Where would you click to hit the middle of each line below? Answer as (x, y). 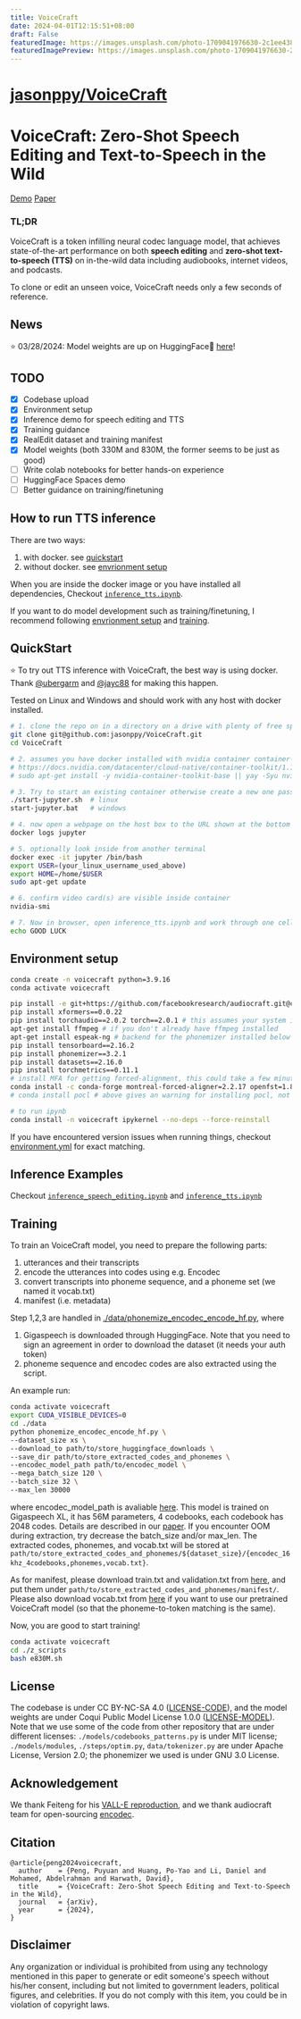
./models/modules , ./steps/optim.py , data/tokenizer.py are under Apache (147, 1746)
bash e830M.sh (37, 1658)
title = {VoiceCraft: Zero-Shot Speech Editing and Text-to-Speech (155, 1886)
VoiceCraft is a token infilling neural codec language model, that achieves (145, 241)
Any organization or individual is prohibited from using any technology (139, 1966)
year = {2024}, (56, 1910)
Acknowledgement (64, 1783)
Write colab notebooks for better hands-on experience (123, 469)
